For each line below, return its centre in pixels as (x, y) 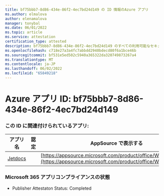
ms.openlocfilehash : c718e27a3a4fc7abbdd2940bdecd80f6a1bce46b (71, 50)
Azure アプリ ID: (38, 99)
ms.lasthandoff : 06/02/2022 (34, 69)
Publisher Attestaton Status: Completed (52, 188)
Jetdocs (17, 158)
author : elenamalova (26, 19)
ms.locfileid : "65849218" (31, 73)
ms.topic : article (24, 32)
